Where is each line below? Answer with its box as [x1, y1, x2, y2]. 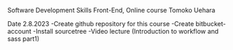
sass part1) [7, 35, 40, 43]
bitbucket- [195, 20, 227, 27]
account [7, 27, 32, 35]
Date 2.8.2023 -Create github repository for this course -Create [7, 20, 195, 27]
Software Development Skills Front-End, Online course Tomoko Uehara [7, 6, 216, 14]
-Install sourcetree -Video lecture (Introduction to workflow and [33, 27, 219, 35]
